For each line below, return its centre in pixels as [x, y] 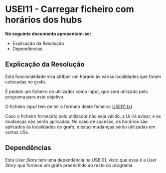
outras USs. [17, 132]
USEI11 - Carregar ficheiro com [70, 9]
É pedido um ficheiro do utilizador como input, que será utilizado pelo [77, 91]
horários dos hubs [44, 20]
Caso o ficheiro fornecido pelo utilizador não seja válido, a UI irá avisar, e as [83, 116]
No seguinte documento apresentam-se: [48, 33]
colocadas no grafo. [26, 81]
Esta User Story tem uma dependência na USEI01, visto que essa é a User [81, 160]
